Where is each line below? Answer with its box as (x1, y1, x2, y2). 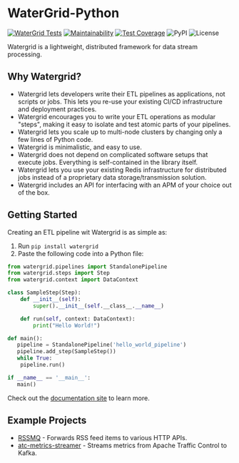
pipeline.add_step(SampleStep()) (16, 348, 116, 355)
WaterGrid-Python (7, 5, 120, 21)
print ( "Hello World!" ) (33, 322, 101, 329)
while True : (16, 355, 53, 362)
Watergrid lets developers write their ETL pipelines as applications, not (17, 89, 226, 98)
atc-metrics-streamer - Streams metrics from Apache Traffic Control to (17, 441, 227, 449)
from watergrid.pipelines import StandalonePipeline (7, 263, 168, 270)
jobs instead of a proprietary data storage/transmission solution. (17, 173, 207, 181)
